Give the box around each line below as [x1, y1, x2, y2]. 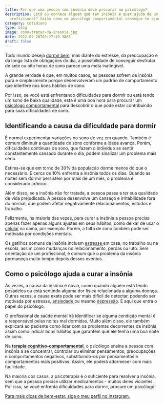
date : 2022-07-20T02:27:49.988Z [5, 35, 71, 40]
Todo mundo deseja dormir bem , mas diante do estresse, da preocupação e [5, 52, 158, 58]
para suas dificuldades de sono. [5, 107, 70, 113]
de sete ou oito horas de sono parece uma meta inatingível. [5, 63, 124, 68]
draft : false [5, 39, 32, 44]
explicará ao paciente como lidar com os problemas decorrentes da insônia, [5, 323, 158, 329]
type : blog [5, 25, 27, 30]
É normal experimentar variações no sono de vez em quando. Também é [5, 135, 151, 141]
